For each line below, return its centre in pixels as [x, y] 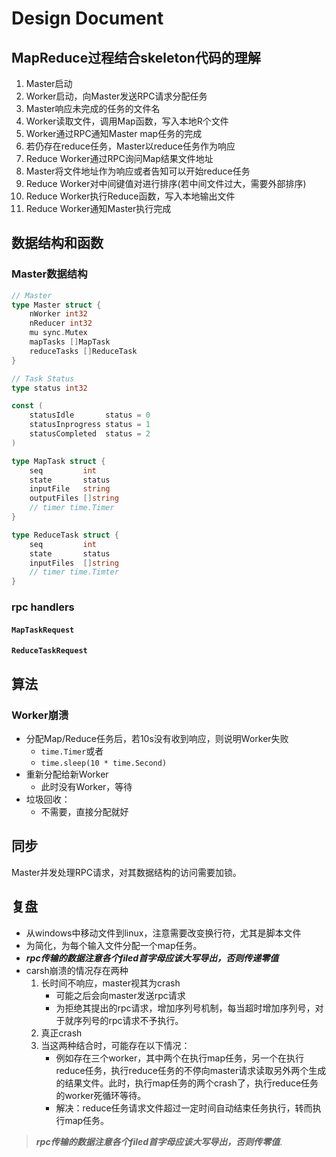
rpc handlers [43, 607]
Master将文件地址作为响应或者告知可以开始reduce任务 [138, 171]
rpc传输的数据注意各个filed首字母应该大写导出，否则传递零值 [152, 958]
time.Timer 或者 [72, 751]
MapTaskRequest [43, 630]
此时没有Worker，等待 [86, 786]
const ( [27, 406]
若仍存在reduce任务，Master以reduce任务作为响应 [130, 146]
